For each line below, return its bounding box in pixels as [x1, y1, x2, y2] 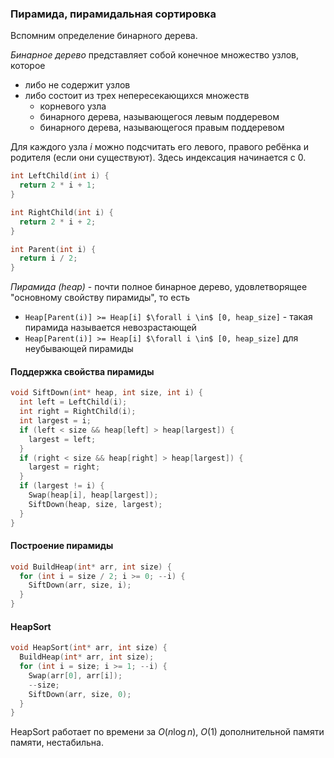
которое [10, 60, 46, 72]
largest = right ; [28, 462, 101, 472]
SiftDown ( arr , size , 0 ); [28, 689, 132, 699]
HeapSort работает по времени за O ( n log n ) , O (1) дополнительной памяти [10, 726, 325, 738]
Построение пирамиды [10, 540, 114, 552]
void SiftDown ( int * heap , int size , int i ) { [10, 388, 203, 398]
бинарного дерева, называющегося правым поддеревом [39, 122, 285, 134]
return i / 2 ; [19, 253, 78, 264]
